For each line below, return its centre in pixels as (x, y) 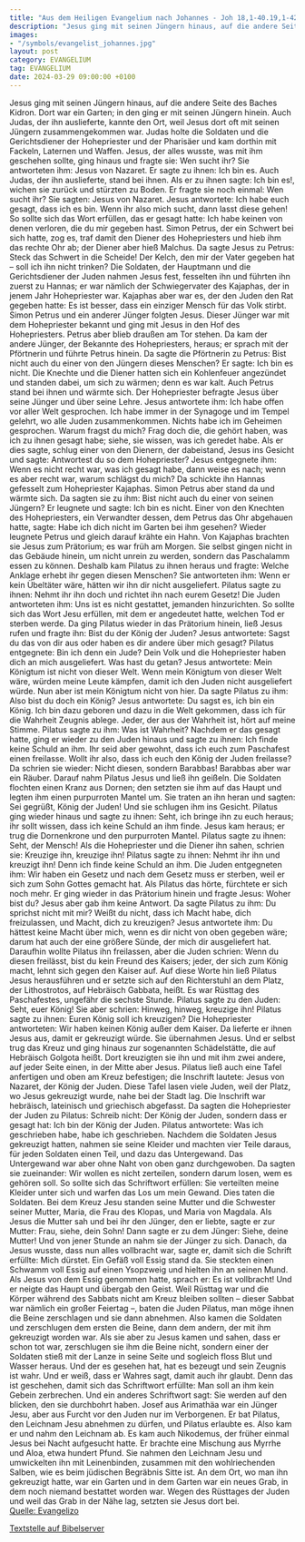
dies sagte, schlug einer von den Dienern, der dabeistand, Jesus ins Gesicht (152, 449)
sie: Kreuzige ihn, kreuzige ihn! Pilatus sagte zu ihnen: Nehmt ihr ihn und (145, 855)
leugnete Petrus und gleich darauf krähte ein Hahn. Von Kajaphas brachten (149, 536)
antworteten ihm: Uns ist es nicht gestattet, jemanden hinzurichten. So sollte (152, 604)
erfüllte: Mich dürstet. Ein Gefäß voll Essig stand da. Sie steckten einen (142, 1260)
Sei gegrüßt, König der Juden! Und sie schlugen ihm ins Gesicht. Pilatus (144, 806)
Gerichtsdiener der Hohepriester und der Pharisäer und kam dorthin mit (143, 141)
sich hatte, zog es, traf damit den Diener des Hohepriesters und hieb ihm (145, 238)
